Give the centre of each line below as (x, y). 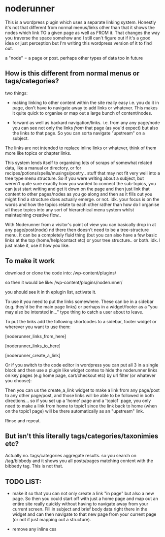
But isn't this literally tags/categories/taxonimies (82, 436)
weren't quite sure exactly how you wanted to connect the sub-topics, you (81, 183)
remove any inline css (34, 529)
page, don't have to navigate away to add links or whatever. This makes (85, 108)
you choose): (18, 380)
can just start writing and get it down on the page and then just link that (78, 189)
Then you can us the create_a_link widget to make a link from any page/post (82, 390)
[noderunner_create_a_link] (33, 355)
